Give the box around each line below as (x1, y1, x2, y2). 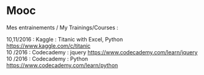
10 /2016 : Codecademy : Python (6, 55, 89, 62)
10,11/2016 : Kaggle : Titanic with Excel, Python (6, 35, 123, 43)
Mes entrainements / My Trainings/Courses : (6, 24, 118, 31)
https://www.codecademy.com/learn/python (6, 62, 118, 69)
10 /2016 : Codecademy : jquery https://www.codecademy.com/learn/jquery (6, 48, 198, 55)
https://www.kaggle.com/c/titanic (6, 42, 91, 49)
